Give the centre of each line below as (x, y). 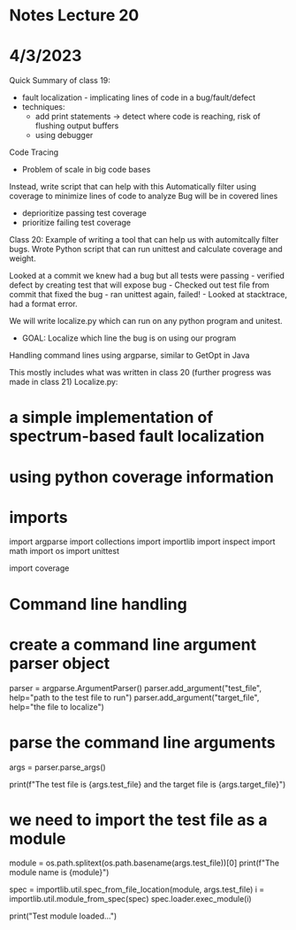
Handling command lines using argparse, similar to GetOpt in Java (129, 356)
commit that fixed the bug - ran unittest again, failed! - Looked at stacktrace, (148, 295)
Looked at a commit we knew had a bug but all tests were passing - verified (147, 276)
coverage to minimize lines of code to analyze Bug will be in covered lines (144, 196)
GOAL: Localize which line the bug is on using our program (129, 338)
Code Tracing (34, 152)
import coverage (39, 568)
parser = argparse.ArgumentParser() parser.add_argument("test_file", (136, 688)
